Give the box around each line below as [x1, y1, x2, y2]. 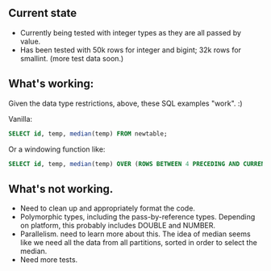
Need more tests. [19, 255, 78, 265]
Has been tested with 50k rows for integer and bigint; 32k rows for [19, 44, 242, 55]
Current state [8, 6, 77, 20]
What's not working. [8, 181, 114, 196]
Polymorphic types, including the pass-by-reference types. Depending [19, 212, 256, 222]
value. [19, 36, 41, 46]
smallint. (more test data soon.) [19, 53, 124, 63]
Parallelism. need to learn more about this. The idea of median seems [19, 229, 252, 239]
